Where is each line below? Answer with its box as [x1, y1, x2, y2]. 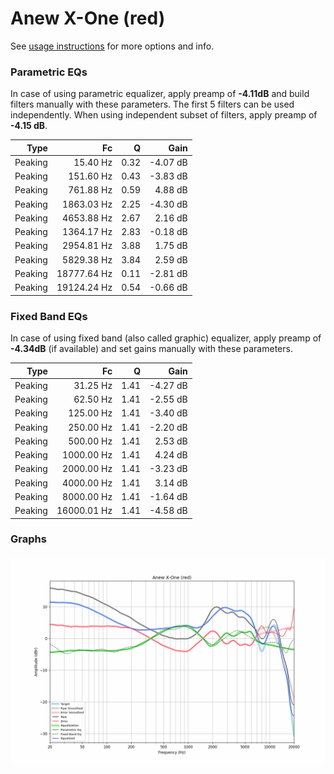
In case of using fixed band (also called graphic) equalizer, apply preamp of [10, 332, 322, 344]
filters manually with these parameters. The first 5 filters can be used [10, 98, 295, 111]
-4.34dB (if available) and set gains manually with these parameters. [10, 343, 293, 355]
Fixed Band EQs [10, 309, 88, 323]
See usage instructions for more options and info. [10, 40, 215, 52]
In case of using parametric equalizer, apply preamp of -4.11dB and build [10, 88, 310, 100]
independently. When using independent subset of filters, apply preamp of [10, 109, 318, 121]
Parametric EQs [10, 65, 88, 79]
